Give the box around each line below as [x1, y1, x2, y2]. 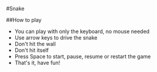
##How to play [6, 17, 42, 23]
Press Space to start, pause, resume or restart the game [14, 53, 151, 60]
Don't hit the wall [14, 41, 56, 47]
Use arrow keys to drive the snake [14, 34, 98, 41]
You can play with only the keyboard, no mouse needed [14, 28, 150, 35]
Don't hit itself [14, 47, 49, 54]
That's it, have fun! [14, 59, 61, 66]
